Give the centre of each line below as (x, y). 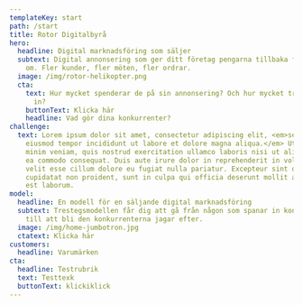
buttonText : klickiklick (64, 286)
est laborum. (50, 186)
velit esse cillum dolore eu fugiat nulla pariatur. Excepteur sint (157, 169)
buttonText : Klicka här (70, 110)
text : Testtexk (46, 278)
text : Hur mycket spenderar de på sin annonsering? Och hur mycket (155, 93)
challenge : (30, 127)
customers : (30, 245)
